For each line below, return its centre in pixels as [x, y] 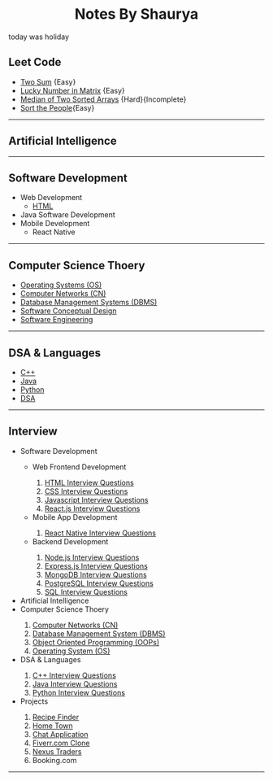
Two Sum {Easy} [48, 81]
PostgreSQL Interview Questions [99, 583]
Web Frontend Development [79, 467]
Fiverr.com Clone [61, 743]
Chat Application [60, 734]
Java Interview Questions [75, 683]
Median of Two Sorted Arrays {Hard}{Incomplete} [103, 99]
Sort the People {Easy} [57, 107]
